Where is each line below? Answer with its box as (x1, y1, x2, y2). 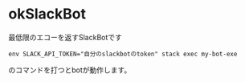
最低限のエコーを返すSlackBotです (8, 32, 123, 42)
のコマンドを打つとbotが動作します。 (8, 65, 132, 75)
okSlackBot (8, 5, 87, 23)
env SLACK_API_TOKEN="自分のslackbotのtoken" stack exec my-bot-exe (8, 50, 238, 58)
